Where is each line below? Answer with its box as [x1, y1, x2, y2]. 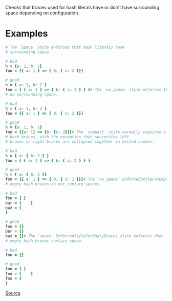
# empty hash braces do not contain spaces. [5, 182, 102, 187]
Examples [5, 28, 48, 40]
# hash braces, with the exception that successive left [5, 135, 130, 140]
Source [5, 290, 20, 296]
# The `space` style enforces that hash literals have [5, 45, 125, 50]
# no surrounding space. [5, 92, 58, 97]
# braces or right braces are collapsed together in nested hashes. [5, 139, 155, 144]
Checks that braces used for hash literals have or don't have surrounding [5, 5, 160, 10]
